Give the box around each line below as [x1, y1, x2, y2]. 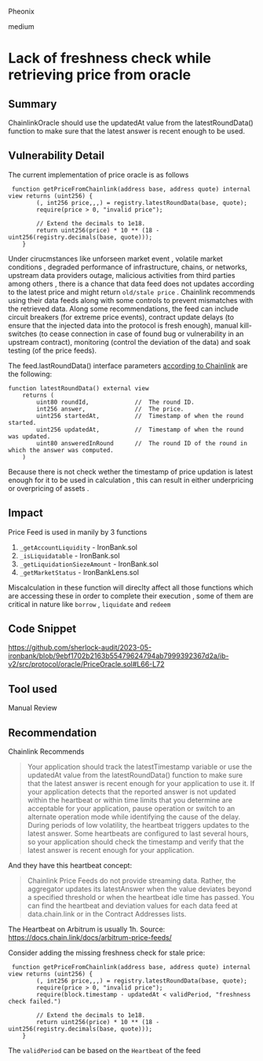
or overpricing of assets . [8, 483, 89, 493]
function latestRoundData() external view [8, 384, 149, 392]
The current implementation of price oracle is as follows [8, 170, 189, 179]
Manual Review [8, 703, 57, 713]
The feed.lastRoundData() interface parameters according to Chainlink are [8, 360, 248, 370]
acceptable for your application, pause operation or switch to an [27, 804, 236, 814]
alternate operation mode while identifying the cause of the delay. [27, 812, 241, 821]
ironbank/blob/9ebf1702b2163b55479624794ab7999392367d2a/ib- [8, 651, 229, 660]
